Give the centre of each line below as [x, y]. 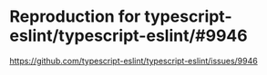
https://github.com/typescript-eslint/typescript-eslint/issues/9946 [133, 61]
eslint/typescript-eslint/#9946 [128, 36]
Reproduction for [75, 17]
